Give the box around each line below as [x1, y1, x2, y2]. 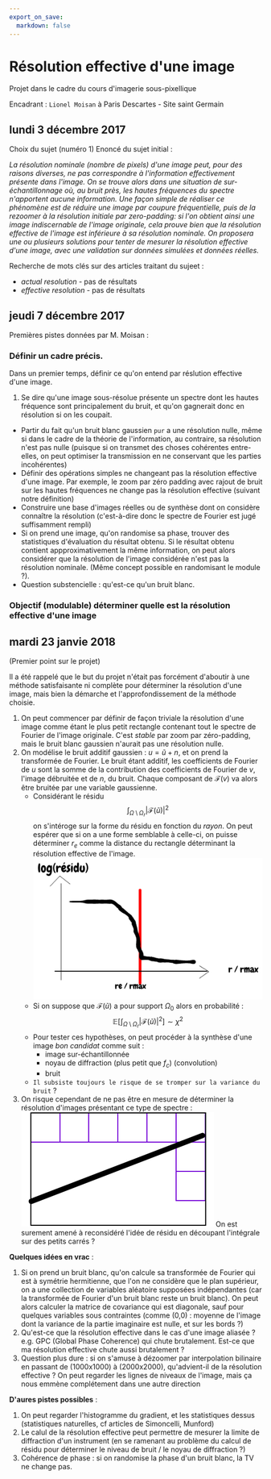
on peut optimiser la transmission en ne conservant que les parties [40, 452, 262, 461]
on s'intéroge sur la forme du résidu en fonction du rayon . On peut [32, 821, 253, 831]
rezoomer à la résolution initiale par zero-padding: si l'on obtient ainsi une [9, 211, 256, 221]
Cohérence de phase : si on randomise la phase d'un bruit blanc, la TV [20, 1452, 254, 1463]
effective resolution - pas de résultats [20, 285, 146, 295]
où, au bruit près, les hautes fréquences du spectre [64, 185, 235, 195]
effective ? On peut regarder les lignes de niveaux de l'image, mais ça [20, 1370, 253, 1380]
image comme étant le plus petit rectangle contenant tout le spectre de [20, 722, 257, 731]
